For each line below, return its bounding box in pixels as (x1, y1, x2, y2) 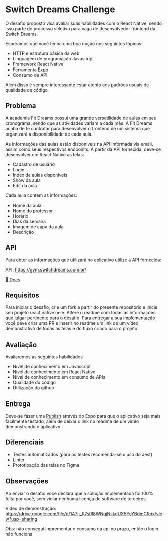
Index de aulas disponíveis (12, 172, 68, 178)
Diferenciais (5, 438, 44, 447)
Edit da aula (12, 182, 37, 188)
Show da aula (12, 177, 41, 183)
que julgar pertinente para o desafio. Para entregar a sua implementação (5, 315, 155, 321)
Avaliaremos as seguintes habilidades (5, 354, 83, 360)
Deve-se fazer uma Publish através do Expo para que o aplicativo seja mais (5, 413, 161, 419)
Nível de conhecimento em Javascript (12, 364, 91, 370)
